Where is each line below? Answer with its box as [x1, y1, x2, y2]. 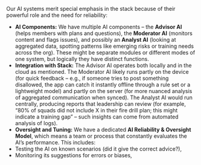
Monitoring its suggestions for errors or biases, [14, 152, 132, 159]
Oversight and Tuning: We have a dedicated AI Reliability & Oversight [14, 126, 191, 133]
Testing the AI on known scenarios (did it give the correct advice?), [14, 145, 182, 152]
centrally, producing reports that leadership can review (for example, [14, 100, 186, 108]
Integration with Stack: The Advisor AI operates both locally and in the [14, 62, 192, 69]
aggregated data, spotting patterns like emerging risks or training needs [14, 42, 194, 50]
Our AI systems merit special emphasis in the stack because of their [6, 5, 176, 12]
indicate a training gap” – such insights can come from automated [14, 113, 179, 120]
